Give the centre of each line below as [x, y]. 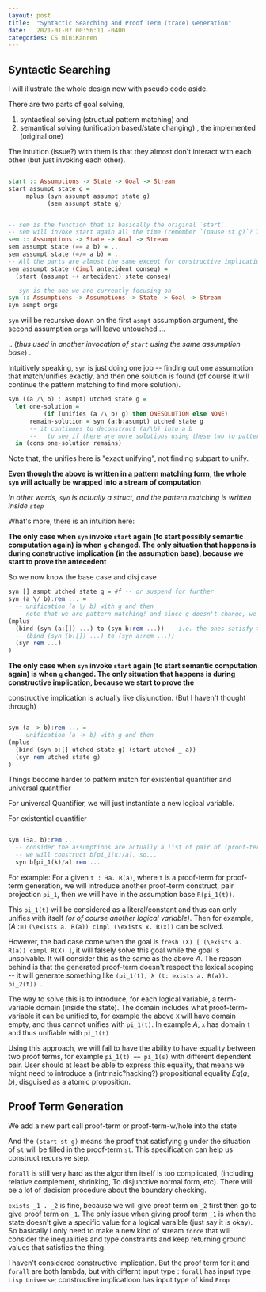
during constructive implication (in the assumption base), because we [126, 553]
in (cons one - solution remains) [69, 443]
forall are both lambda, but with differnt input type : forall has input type [130, 1271]
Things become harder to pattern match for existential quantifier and [120, 780]
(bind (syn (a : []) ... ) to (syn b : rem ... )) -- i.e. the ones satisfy [134, 629]
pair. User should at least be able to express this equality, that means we [126, 1065]
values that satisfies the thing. [57, 1247]
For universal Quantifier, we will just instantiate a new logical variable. [122, 804]
